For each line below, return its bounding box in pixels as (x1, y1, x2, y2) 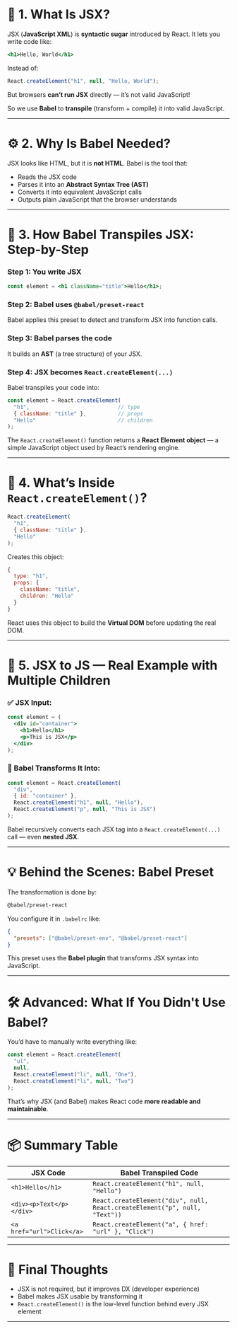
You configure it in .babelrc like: (7, 914, 101, 923)
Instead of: (7, 64, 39, 72)
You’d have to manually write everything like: (7, 1037, 138, 1046)
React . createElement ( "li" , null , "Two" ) (13, 1077, 134, 1085)
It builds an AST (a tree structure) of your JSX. (7, 350, 142, 358)
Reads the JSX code (17, 173, 78, 181)
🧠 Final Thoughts (7, 1261, 109, 1277)
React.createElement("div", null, (92, 1196, 209, 1204)
